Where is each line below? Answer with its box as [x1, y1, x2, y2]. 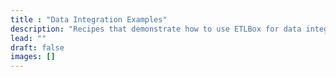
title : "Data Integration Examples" [10, 14, 168, 25]
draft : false [10, 42, 65, 53]
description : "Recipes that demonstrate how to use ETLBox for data [10, 24, 302, 34]
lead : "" [10, 33, 47, 43]
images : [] [10, 52, 56, 62]
